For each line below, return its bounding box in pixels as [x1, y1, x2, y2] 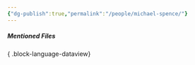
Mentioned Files [7, 32, 56, 41]
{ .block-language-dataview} [7, 50, 91, 58]
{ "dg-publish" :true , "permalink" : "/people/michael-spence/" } [7, 10, 189, 17]
